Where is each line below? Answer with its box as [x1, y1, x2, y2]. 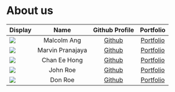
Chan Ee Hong [41, 55, 83, 64]
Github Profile [93, 26, 134, 34]
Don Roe [50, 76, 75, 84]
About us [6, 4, 53, 18]
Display [9, 26, 32, 34]
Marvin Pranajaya [37, 46, 87, 54]
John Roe [48, 65, 76, 74]
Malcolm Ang [43, 36, 81, 44]
